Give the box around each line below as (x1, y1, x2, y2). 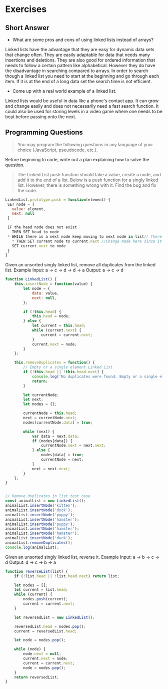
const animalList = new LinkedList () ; (5, 498, 86, 504)
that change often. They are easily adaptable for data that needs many (5, 52, 150, 58)
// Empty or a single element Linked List (23, 365, 113, 370)
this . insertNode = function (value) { (14, 281, 93, 286)
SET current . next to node (11, 243, 66, 248)
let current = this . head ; (31, 323, 86, 328)
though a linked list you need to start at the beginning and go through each (5, 73, 159, 79)
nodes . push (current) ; (23, 597, 68, 602)
